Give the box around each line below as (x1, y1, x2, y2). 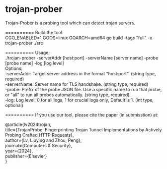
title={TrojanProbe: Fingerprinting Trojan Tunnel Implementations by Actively (5, 126, 162, 132)
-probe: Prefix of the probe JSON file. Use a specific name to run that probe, (5, 86, 162, 92)
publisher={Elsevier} (5, 153, 47, 159)
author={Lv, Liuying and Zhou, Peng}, (5, 137, 82, 143)
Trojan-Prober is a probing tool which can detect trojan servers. (5, 20, 136, 26)
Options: (5, 65, 23, 71)
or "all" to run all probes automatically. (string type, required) (5, 92, 130, 98)
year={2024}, (5, 148, 33, 154)
